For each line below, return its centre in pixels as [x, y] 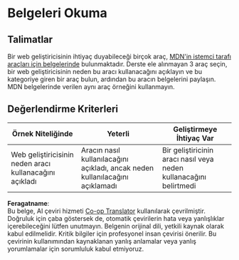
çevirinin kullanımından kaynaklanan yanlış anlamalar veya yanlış [102, 241]
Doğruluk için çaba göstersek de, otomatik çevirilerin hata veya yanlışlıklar [116, 218]
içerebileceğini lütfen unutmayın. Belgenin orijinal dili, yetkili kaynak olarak [116, 226]
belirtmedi [179, 185]
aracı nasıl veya [188, 159]
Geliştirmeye [195, 129]
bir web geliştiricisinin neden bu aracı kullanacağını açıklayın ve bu [105, 72]
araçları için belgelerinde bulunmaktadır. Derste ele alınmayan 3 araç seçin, [117, 64]
